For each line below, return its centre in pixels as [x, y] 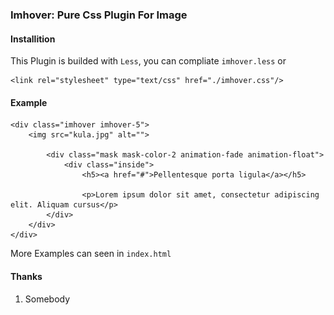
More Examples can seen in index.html [91, 254]
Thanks [26, 276]
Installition [33, 39]
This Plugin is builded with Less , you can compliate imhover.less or [148, 61]
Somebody [47, 299]
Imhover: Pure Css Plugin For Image [99, 15]
